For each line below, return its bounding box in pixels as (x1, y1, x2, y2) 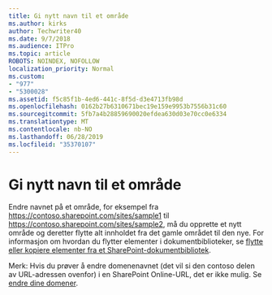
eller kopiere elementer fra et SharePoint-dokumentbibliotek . (8, 245, 211, 255)
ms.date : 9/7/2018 (8, 34, 71, 43)
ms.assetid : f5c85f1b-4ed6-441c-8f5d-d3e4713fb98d (8, 95, 183, 103)
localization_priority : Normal (8, 65, 114, 73)
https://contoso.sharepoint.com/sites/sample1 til (8, 210, 170, 220)
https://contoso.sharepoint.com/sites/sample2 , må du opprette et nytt (8, 219, 242, 229)
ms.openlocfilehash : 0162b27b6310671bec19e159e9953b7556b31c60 (8, 102, 227, 111)
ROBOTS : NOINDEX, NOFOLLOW (8, 58, 100, 66)
